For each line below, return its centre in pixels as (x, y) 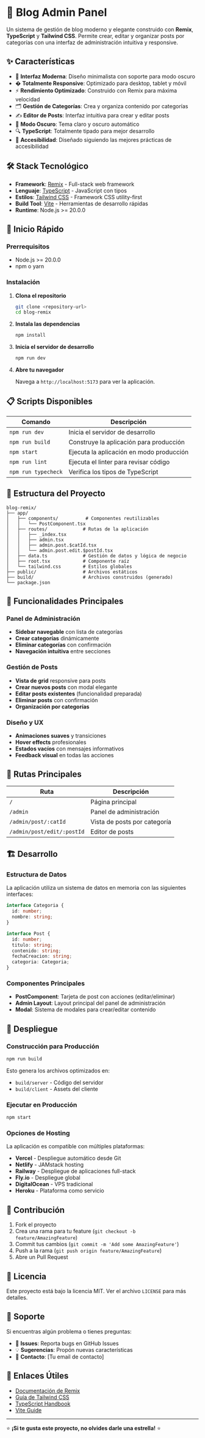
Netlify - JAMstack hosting (49, 1165)
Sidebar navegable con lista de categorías (69, 632)
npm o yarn (30, 266)
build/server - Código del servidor (59, 1082)
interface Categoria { (35, 906)
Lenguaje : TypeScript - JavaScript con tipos (71, 190)
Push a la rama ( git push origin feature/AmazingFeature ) (88, 1251)
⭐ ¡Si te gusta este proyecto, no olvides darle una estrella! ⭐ (84, 1428)
